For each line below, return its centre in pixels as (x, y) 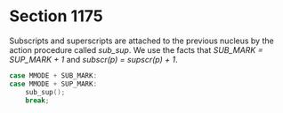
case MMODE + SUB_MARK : (53, 75)
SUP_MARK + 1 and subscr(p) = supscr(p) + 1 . (93, 59)
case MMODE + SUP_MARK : (53, 84)
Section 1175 (57, 16)
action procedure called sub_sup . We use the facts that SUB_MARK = (136, 49)
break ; (37, 100)
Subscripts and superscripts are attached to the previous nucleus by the (141, 41)
